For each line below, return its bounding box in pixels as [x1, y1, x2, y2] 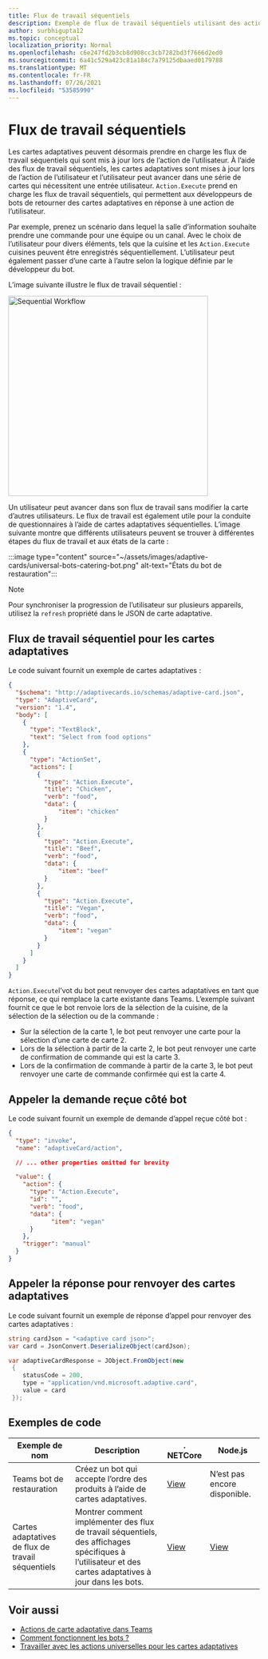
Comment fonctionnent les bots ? [19, 1633, 129, 1643]
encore [210, 1478, 237, 1489]
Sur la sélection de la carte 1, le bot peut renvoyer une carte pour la [19, 1027, 241, 1036]
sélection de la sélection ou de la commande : [8, 1012, 160, 1021]
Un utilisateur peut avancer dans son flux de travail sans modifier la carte [8, 503, 249, 512]
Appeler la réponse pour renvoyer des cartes [8, 1277, 236, 1291]
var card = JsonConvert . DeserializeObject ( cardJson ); [8, 1342, 191, 1350]
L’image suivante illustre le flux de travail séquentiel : [8, 280, 182, 290]
